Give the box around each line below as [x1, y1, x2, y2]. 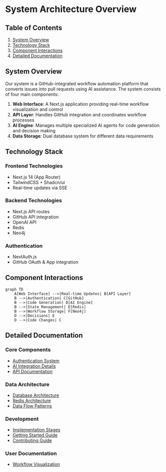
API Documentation [12, 368, 53, 374]
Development [5, 415, 39, 422]
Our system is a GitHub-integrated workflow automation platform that [5, 80, 149, 86]
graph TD [5, 287, 24, 292]
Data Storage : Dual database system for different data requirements [12, 133, 154, 139]
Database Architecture [12, 392, 59, 398]
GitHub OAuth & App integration [12, 259, 79, 265]
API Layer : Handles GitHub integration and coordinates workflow [12, 111, 147, 117]
